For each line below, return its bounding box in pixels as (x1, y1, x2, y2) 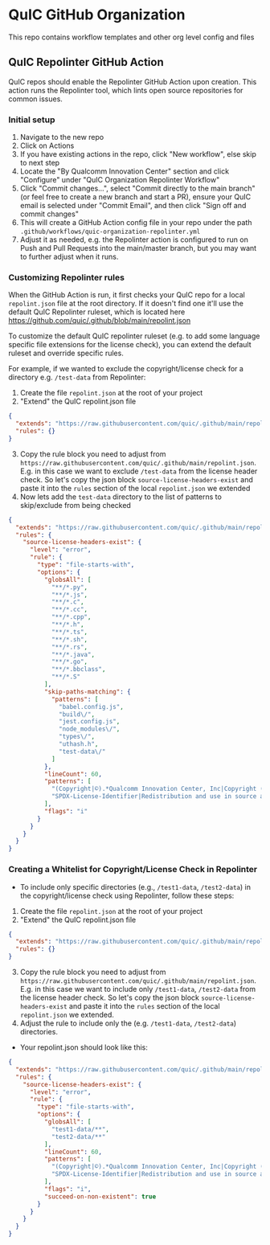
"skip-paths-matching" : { (43, 687, 131, 696)
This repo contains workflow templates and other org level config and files (8, 32, 255, 42)
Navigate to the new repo (19, 133, 104, 142)
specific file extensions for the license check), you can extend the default (8, 340, 252, 350)
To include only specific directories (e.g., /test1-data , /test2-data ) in (19, 882, 252, 891)
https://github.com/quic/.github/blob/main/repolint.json (8, 316, 191, 326)
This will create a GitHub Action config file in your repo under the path (19, 218, 252, 227)
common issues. (8, 94, 63, 104)
